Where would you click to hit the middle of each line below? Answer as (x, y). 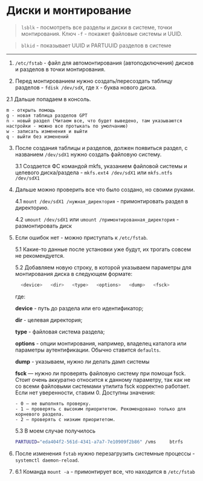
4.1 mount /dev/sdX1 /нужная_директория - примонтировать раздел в (101, 201)
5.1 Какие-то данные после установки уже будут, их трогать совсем (103, 249)
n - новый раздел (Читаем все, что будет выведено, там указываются (94, 121)
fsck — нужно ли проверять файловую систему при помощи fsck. (100, 373)
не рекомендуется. (40, 255)
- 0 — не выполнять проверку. (53, 404)
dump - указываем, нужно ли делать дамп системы (82, 361)
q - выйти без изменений (37, 137)
